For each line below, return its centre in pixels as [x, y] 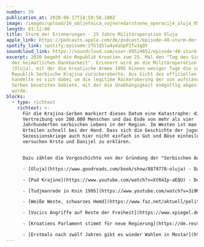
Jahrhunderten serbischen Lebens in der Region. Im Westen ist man [110, 125]
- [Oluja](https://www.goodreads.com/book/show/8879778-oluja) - [107, 169]
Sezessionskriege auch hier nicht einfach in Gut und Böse [98, 136]
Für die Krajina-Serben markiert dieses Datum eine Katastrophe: [107, 113]
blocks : [16, 96]
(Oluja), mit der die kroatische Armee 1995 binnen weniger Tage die [101, 68]
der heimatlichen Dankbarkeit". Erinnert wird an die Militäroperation [104, 63]
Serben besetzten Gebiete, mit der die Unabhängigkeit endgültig [96, 86]
